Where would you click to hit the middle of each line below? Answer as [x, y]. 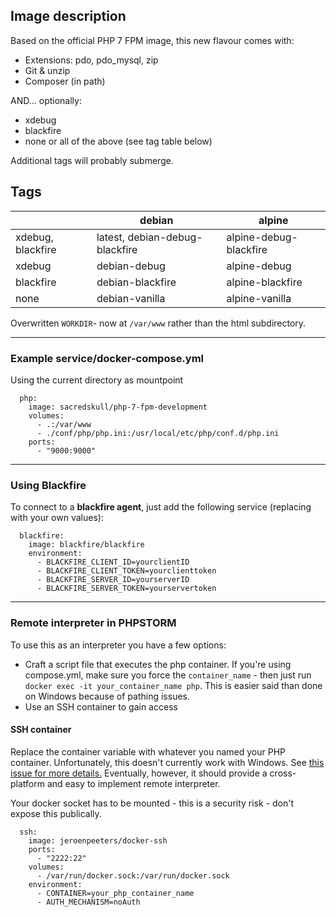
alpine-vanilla [259, 298]
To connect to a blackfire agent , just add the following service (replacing [161, 507]
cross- [283, 773]
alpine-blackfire [264, 282]
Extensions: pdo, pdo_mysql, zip [91, 60]
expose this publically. [56, 813]
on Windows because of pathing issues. [107, 696]
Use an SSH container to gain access [101, 706]
